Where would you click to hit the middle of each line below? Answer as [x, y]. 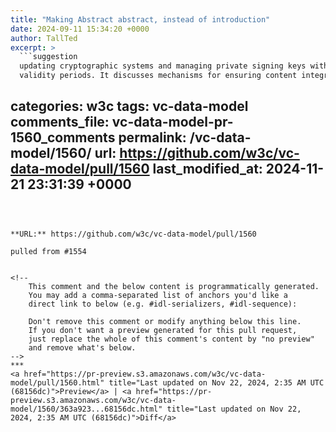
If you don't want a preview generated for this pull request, [163, 330]
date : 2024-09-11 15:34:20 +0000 [80, 29]
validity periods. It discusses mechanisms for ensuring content [158, 76]
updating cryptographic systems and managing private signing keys [163, 66]
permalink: [152, 137]
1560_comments [63, 137]
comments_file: [60, 122]
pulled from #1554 [48, 251]
